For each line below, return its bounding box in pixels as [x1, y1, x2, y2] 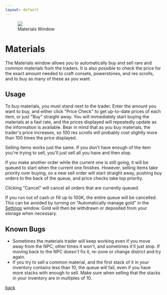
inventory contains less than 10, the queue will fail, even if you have [12, 265, 151, 271]
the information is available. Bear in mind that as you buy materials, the [5, 124, 151, 130]
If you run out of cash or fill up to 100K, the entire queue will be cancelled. [5, 195, 157, 200]
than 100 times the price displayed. [5, 135, 77, 141]
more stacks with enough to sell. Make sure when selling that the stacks [12, 270, 161, 276]
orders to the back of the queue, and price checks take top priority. [5, 175, 144, 182]
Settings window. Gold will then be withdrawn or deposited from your [5, 205, 147, 211]
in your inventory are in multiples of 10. [12, 275, 92, 281]
